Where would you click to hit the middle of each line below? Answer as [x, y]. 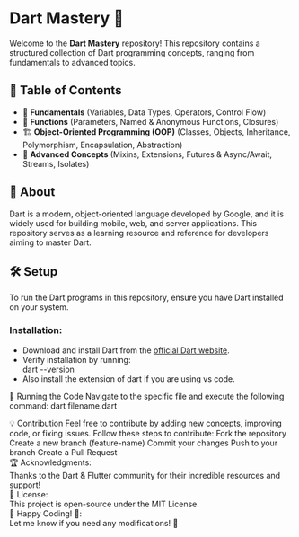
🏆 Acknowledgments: [50, 462]
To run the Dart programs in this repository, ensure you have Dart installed [147, 298]
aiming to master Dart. [50, 242]
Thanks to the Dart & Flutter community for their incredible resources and [145, 475]
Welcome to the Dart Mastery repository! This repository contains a [135, 43]
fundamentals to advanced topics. [73, 62]
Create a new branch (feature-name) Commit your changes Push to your [144, 443]
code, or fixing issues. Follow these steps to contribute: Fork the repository [148, 433]
